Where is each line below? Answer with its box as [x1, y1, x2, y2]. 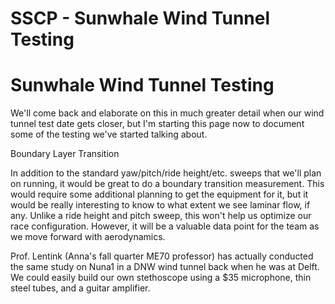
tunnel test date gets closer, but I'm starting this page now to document [10, 118, 305, 130]
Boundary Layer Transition [10, 148, 120, 160]
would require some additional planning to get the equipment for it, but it [10, 188, 309, 201]
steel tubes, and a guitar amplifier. [10, 282, 151, 294]
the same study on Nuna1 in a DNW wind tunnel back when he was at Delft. [10, 261, 320, 273]
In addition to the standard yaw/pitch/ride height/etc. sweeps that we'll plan [10, 167, 322, 179]
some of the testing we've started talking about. [10, 128, 208, 141]
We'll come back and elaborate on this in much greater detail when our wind [10, 107, 325, 119]
